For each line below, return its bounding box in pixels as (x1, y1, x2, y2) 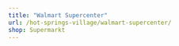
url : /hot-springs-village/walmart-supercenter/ (8, 19, 172, 27)
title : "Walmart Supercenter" (8, 11, 109, 19)
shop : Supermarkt (8, 26, 66, 34)
